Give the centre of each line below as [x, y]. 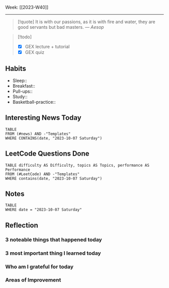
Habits [16, 68]
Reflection [22, 225]
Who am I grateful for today [39, 266]
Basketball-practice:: [34, 102]
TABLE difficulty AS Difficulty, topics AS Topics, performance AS [77, 165]
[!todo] [24, 37]
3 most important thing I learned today [53, 253]
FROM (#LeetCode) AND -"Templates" [43, 174]
